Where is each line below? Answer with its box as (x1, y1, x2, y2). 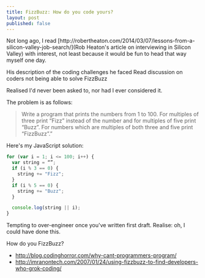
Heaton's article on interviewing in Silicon (86, 43, 191, 51)
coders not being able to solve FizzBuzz (6, 75, 108, 83)
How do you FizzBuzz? (6, 240, 64, 247)
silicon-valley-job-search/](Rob (6, 43, 86, 51)
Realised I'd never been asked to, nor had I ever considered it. (6, 87, 163, 94)
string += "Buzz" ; (17, 188, 64, 194)
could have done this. (6, 228, 61, 236)
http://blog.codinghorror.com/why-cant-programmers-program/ (15, 252, 177, 259)
